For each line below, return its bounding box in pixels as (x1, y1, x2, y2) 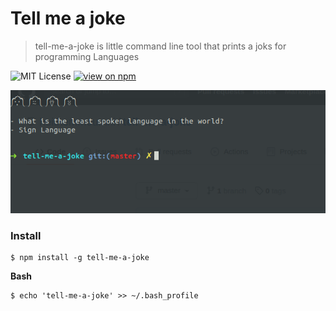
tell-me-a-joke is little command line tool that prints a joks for (34, 40, 287, 52)
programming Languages (34, 50, 140, 62)
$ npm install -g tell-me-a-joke (10, 253, 150, 263)
